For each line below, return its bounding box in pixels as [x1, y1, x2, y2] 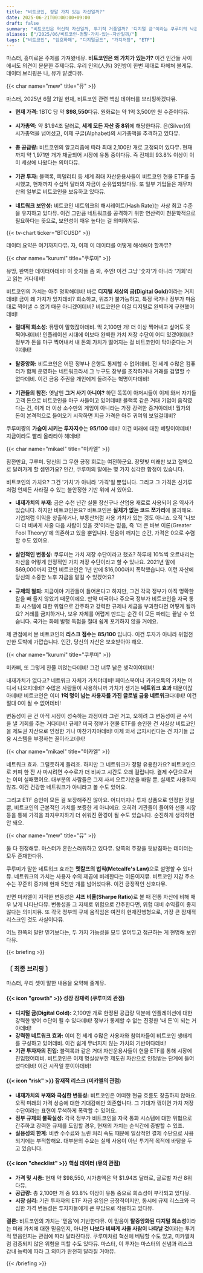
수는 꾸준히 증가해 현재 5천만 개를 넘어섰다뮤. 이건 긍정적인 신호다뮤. [6, 880, 167, 887]
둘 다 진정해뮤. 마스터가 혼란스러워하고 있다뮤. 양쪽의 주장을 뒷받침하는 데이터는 [6, 845, 193, 852]
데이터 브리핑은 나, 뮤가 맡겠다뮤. [6, 70, 84, 76]
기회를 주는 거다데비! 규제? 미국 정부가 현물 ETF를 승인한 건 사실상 [19, 720, 175, 727]
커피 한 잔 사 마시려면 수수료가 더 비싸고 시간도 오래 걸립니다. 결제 [12, 768, 167, 775]
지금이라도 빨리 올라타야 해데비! [6, 432, 81, 439]
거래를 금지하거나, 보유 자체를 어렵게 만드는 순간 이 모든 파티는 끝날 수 [24, 610, 188, 617]
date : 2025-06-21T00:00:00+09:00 [6, 15, 91, 21]
